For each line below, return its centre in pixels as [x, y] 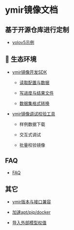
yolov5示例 [23, 42]
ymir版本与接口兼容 [31, 202]
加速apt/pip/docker [31, 212]
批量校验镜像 [32, 145]
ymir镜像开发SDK [29, 72]
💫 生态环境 [21, 59]
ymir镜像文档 [32, 10]
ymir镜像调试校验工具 [34, 114]
